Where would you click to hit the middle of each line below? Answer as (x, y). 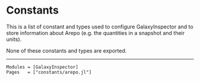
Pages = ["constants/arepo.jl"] (49, 72)
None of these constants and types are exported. (66, 50)
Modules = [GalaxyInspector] (42, 67)
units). (14, 39)
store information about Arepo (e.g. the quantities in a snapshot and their (96, 33)
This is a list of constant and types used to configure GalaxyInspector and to (100, 27)
